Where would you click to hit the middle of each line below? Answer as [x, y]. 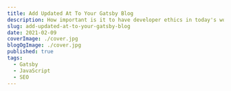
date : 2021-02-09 [32, 32]
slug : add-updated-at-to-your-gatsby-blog [69, 26]
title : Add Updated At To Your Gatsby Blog [70, 13]
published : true [30, 52]
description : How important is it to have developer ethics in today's [112, 20]
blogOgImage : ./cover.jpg [44, 45]
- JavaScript [32, 70]
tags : [15, 58]
